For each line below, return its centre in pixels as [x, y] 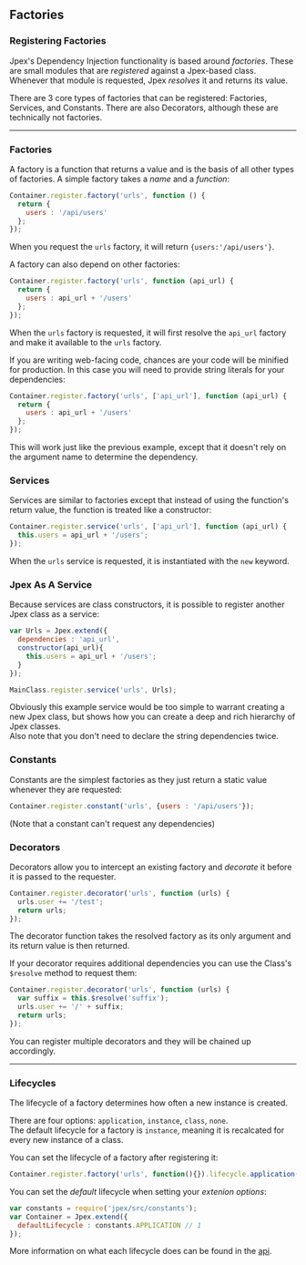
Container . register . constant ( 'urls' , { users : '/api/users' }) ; [132, 806]
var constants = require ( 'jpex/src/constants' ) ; [103, 1208]
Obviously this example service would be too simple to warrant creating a [147, 707]
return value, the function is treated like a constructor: [111, 510]
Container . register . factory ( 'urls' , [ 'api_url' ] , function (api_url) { [148, 396]
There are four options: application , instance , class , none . [119, 1121]
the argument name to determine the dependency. [104, 457]
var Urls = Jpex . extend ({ [58, 631]
